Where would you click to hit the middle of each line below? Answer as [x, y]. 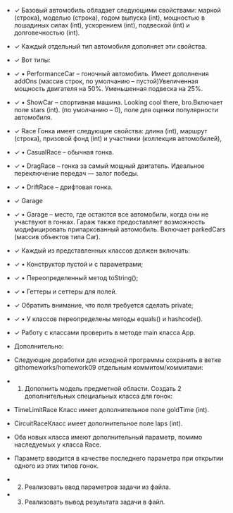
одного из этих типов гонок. [56, 466]
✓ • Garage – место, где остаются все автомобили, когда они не [111, 214]
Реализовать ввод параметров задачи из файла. [97, 487]
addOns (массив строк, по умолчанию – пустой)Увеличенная [106, 81]
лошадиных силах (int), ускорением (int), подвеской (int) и [102, 25]
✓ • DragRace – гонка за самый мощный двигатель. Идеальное [109, 166]
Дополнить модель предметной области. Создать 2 [103, 388]
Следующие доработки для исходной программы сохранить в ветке [118, 360]
